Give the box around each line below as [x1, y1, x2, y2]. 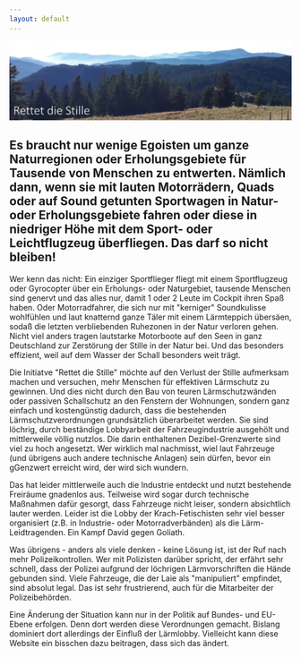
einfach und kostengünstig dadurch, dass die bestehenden [9, 405, 227, 415]
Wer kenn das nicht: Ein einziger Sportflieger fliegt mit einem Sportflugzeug [9, 273, 288, 284]
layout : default [9, 14, 70, 23]
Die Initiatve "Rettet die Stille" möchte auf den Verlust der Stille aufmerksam [9, 367, 289, 378]
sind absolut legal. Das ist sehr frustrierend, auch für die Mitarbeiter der [9, 582, 274, 593]
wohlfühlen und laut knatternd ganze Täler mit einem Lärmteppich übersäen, [9, 311, 292, 322]
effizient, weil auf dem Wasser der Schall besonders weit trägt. [9, 349, 241, 360]
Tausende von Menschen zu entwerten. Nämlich [9, 166, 287, 181]
